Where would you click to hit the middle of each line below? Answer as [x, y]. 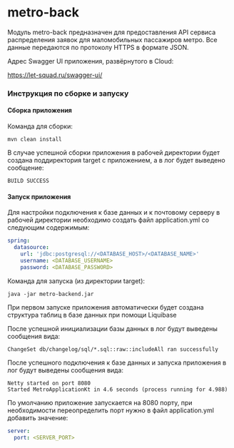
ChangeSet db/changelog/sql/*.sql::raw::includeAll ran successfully [113, 349]
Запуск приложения [39, 196]
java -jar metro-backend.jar [51, 294]
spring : [19, 241]
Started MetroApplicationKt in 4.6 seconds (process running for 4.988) [118, 390]
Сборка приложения [40, 111]
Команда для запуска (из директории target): [76, 281]
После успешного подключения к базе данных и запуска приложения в [117, 362]
